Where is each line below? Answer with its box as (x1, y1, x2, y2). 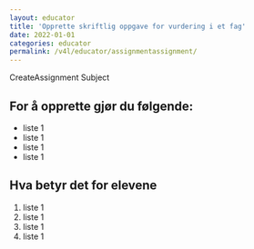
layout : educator (9, 13, 76, 23)
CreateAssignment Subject (9, 72, 110, 83)
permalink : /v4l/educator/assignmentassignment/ (9, 47, 198, 56)
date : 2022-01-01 (9, 30, 76, 39)
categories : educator (9, 38, 92, 48)
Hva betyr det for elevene (9, 178, 157, 194)
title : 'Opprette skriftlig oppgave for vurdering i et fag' (9, 22, 247, 31)
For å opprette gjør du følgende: (9, 98, 194, 114)
